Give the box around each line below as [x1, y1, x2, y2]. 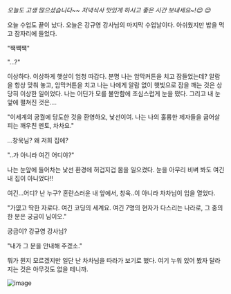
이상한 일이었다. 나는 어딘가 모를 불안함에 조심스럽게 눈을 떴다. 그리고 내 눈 [19, 89, 221, 98]
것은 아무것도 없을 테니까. [19, 265, 89, 273]
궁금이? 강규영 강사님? [7, 227, 68, 235]
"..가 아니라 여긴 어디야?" [7, 151, 75, 159]
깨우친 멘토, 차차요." [19, 122, 75, 129]
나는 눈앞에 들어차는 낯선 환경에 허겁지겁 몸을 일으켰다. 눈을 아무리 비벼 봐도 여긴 [7, 165, 225, 174]
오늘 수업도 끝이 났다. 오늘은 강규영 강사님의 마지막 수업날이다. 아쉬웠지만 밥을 [7, 21, 218, 29]
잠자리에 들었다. [14, 30, 57, 37]
